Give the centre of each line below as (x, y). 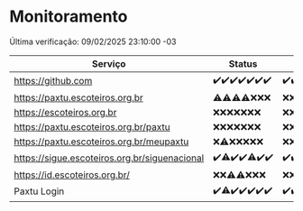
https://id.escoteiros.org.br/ (72, 175)
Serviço (109, 63)
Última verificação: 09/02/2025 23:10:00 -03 (93, 41)
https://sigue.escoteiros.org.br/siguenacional (109, 158)
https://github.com (53, 81)
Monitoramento (69, 17)
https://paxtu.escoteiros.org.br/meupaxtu (101, 142)
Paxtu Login (39, 191)
